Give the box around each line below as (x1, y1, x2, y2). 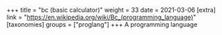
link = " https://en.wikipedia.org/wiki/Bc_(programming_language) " (6, 13, 196, 21)
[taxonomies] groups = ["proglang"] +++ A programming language (6, 21, 198, 28)
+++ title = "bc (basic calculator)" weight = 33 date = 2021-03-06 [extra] (6, 6, 216, 14)
